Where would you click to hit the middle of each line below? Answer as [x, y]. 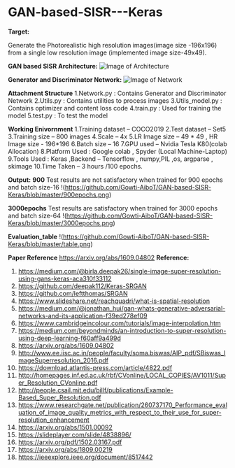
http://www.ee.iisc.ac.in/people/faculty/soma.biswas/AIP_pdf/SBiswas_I [122, 353]
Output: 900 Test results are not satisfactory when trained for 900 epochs [115, 180]
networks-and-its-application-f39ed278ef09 [83, 315]
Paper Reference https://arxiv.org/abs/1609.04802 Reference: [99, 257]
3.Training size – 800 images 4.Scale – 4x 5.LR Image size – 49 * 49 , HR [113, 136]
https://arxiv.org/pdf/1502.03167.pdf [70, 442]
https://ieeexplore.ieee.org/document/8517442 [85, 457]
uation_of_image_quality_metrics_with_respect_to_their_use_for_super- [120, 412]
